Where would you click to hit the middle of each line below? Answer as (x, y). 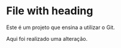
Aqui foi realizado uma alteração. (47, 39)
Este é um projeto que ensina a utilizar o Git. (60, 27)
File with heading (50, 11)
